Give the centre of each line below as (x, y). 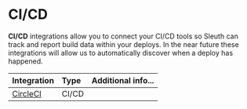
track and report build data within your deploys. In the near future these (123, 44)
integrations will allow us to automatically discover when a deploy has (121, 53)
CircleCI (27, 93)
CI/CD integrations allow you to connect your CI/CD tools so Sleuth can (123, 36)
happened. (25, 61)
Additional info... (123, 80)
